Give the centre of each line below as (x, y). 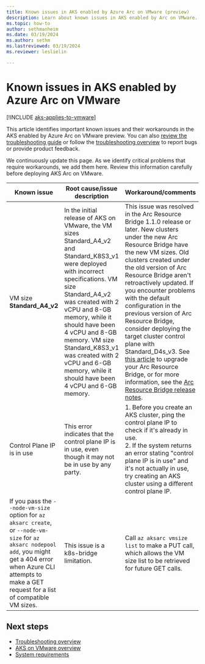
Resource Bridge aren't (158, 275)
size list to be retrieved (157, 561)
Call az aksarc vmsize (156, 538)
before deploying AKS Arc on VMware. (55, 173)
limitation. (78, 561)
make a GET (27, 582)
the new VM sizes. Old (157, 252)
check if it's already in (156, 430)
